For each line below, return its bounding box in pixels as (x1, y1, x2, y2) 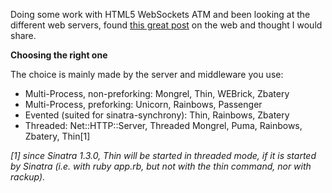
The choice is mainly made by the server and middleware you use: (10, 69, 284, 80)
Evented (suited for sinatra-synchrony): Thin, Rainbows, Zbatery (24, 109, 290, 121)
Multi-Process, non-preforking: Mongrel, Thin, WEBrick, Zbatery (24, 88, 290, 99)
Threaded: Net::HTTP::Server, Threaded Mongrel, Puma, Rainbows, (24, 120, 303, 131)
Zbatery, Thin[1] (24, 130, 91, 142)
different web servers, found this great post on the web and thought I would (10, 19, 323, 31)
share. (10, 30, 37, 41)
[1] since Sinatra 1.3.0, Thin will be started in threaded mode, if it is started (10, 150, 317, 161)
